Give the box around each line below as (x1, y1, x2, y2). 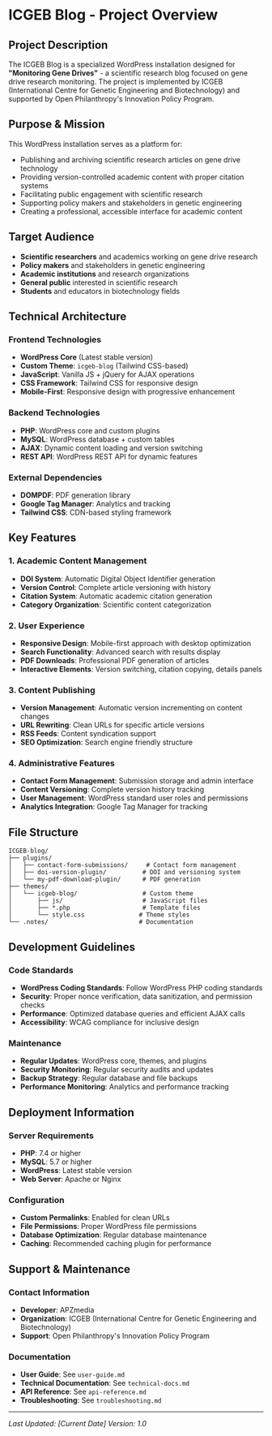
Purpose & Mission (8, 118, 105, 132)
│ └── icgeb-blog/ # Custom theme (8, 890, 194, 898)
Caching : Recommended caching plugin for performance (19, 1239, 212, 1248)
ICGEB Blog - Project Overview (8, 6, 219, 24)
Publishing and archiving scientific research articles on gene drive (19, 154, 241, 164)
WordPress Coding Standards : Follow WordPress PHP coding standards (19, 982, 263, 992)
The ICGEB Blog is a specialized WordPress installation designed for (8, 59, 236, 69)
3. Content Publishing (8, 684, 96, 696)
